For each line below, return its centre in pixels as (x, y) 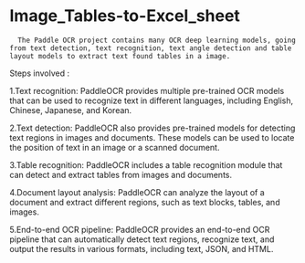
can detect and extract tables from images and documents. (121, 174)
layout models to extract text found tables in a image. (120, 56)
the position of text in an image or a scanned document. (115, 147)
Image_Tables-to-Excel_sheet (125, 16)
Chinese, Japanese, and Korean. (71, 110)
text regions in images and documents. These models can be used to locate (152, 137)
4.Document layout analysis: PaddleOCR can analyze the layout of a (137, 192)
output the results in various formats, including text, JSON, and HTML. (142, 248)
